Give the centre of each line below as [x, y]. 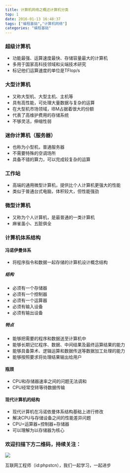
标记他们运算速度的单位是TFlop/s [46, 70]
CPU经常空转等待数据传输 [39, 387]
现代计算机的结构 [22, 400]
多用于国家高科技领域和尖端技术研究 [49, 64]
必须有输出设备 [27, 312]
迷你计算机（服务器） [30, 135]
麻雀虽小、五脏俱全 [32, 223]
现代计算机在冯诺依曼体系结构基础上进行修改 [58, 412]
